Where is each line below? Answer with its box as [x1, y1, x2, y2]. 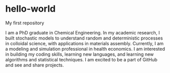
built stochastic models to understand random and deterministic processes [5, 35, 163, 41]
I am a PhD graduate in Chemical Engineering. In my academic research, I [5, 29, 160, 35]
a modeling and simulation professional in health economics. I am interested [5, 46, 165, 52]
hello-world [5, 3, 56, 15]
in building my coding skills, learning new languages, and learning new [5, 51, 154, 57]
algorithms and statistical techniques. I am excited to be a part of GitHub [5, 56, 158, 62]
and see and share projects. [5, 62, 64, 68]
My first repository [5, 20, 44, 26]
